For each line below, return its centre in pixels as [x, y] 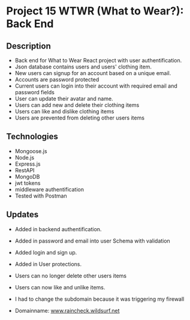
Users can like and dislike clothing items [64, 111]
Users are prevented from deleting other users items [80, 118]
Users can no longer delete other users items [71, 276]
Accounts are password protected [57, 80]
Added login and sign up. [46, 252]
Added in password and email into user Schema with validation [93, 241]
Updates [22, 215]
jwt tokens [28, 183]
